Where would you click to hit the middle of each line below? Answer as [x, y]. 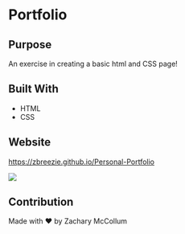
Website [29, 142]
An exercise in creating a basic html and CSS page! [93, 64]
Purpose [30, 45]
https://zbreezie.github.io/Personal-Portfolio [82, 162]
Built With [33, 89]
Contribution [41, 202]
